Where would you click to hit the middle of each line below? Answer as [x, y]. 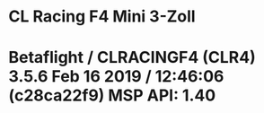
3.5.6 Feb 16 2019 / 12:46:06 [116, 77]
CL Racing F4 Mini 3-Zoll [102, 17]
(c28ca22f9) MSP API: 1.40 [112, 96]
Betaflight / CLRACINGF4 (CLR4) [132, 58]
